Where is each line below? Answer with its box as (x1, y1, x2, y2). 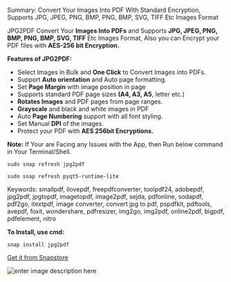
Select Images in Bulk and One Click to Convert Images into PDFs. (17, 68, 206, 76)
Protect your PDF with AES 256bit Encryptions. (17, 127, 154, 135)
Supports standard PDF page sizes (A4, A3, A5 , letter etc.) (17, 90, 185, 98)
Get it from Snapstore (7, 254, 68, 261)
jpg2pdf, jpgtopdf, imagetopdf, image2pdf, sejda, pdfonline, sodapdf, (7, 193, 204, 200)
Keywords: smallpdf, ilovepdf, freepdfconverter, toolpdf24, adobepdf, (7, 185, 205, 193)
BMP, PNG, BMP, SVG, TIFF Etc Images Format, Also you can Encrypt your (7, 34, 220, 42)
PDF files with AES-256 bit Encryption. (7, 41, 120, 49)
